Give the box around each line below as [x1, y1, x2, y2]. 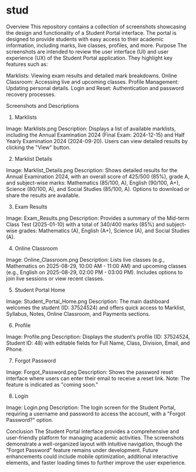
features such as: [6, 60, 48, 68]
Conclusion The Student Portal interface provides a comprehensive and [6, 428, 180, 435]
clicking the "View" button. [6, 144, 71, 151]
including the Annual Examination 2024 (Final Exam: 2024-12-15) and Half [6, 131, 185, 138]
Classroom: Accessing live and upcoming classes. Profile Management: [6, 78, 179, 85]
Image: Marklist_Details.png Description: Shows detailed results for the [6, 166, 178, 174]
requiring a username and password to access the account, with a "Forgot [6, 410, 186, 417]
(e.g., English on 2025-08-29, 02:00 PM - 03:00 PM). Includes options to [6, 269, 183, 276]
